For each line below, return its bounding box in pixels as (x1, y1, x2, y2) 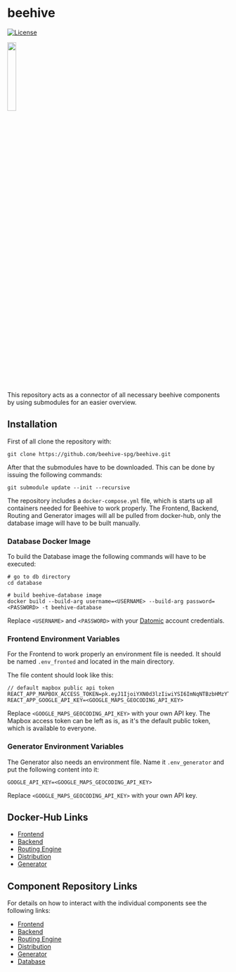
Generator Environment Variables (7, 741, 124, 751)
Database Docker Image (7, 536, 91, 546)
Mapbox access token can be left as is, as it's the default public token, (7, 717, 211, 725)
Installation (7, 418, 58, 430)
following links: (7, 907, 51, 915)
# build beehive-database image (7, 592, 102, 599)
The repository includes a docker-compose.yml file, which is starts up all (7, 496, 213, 505)
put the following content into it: (7, 765, 100, 774)
